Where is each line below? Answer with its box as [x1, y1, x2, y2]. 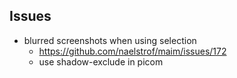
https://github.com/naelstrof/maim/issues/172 [38, 45, 227, 57]
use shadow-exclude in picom [38, 55, 164, 68]
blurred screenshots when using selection [23, 34, 197, 46]
